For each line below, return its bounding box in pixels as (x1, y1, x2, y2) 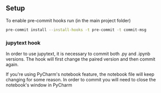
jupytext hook (6, 39, 41, 46)
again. (6, 61, 19, 67)
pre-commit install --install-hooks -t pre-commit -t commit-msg (6, 27, 146, 32)
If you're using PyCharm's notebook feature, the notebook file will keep (6, 71, 155, 77)
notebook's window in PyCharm (6, 82, 72, 88)
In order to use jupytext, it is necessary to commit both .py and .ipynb (6, 51, 151, 57)
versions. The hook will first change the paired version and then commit (6, 56, 156, 62)
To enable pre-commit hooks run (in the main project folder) (6, 17, 131, 23)
